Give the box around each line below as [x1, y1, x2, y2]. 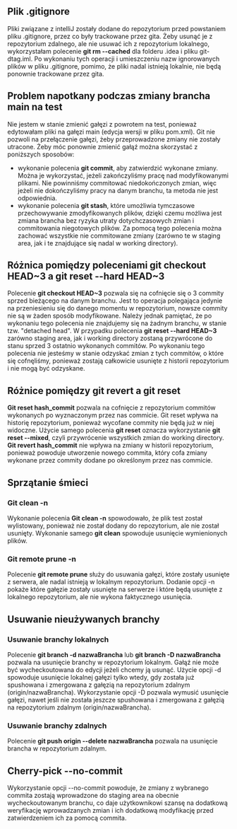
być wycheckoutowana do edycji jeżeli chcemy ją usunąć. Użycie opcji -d [7, 665, 221, 674]
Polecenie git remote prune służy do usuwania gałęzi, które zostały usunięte [7, 570, 231, 579]
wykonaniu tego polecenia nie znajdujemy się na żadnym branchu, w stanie [7, 319, 227, 327]
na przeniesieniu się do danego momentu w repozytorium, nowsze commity [7, 304, 228, 313]
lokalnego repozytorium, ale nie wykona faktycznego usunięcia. [7, 593, 193, 601]
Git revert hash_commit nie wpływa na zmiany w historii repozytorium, [7, 441, 214, 450]
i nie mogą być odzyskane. [7, 364, 85, 373]
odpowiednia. [17, 194, 58, 202]
